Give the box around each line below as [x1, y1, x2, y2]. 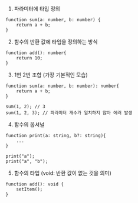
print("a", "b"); [5, 158, 48, 164]
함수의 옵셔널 [14, 121, 45, 128]
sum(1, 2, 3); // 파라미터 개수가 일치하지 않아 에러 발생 [5, 110, 133, 116]
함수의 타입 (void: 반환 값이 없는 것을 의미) [14, 169, 111, 177]
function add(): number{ [5, 50, 67, 56]
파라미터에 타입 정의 [14, 5, 60, 12]
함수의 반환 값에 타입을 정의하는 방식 [14, 38, 98, 45]
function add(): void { [5, 181, 64, 187]
